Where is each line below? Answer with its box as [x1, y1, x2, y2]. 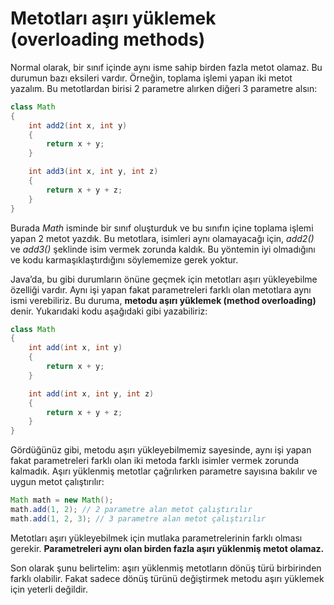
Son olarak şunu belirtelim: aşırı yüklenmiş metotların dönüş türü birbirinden [10, 562, 322, 574]
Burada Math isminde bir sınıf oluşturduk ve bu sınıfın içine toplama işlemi [10, 222, 314, 234]
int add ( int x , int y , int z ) [28, 388, 155, 399]
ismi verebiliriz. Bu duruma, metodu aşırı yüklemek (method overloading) [10, 294, 317, 306]
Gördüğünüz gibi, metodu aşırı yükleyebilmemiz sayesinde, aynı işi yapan [10, 444, 312, 456]
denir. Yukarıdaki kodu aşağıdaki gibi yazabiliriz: [10, 305, 208, 317]
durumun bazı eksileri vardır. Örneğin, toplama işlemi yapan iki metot [10, 72, 293, 84]
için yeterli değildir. [10, 583, 89, 595]
